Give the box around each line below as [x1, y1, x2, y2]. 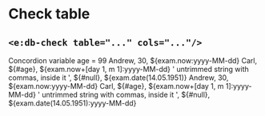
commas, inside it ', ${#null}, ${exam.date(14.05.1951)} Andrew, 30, [8, 73, 229, 82]
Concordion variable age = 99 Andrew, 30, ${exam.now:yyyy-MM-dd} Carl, [8, 56, 258, 65]
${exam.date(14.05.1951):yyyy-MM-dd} [8, 98, 137, 108]
